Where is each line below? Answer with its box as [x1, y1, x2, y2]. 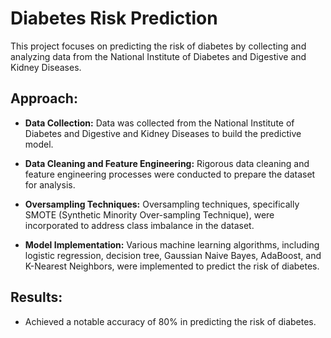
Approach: [10, 90, 78, 107]
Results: [10, 289, 63, 306]
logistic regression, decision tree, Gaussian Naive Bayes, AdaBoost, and [24, 249, 322, 261]
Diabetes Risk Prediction [10, 7, 218, 30]
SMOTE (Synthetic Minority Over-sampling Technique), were [24, 208, 275, 221]
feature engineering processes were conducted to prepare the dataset [24, 168, 316, 180]
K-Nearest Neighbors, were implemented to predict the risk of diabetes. [24, 260, 320, 272]
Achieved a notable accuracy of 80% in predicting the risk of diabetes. [24, 315, 317, 327]
